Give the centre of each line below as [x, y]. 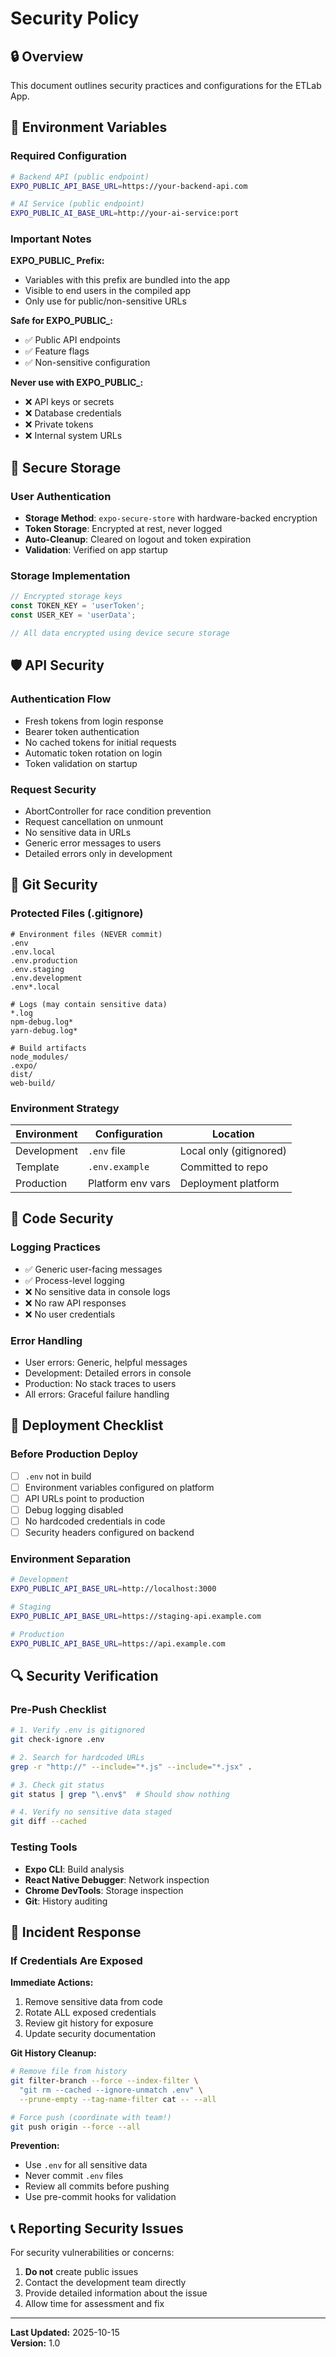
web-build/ [33, 1083]
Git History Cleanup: [53, 2053]
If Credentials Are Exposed [76, 1960]
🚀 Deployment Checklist [87, 1425]
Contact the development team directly [105, 2283]
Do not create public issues [81, 2272]
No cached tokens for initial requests [100, 742]
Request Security [53, 789]
